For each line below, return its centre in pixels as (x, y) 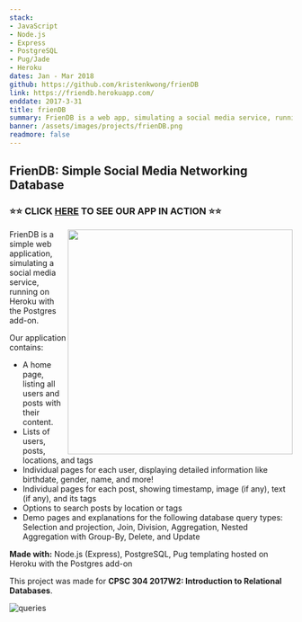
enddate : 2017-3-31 (46, 101)
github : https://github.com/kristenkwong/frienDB (104, 84)
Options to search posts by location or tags (102, 508)
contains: (27, 347)
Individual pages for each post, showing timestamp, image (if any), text (154, 489)
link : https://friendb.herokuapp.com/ (82, 93)
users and (41, 393)
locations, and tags (58, 460)
